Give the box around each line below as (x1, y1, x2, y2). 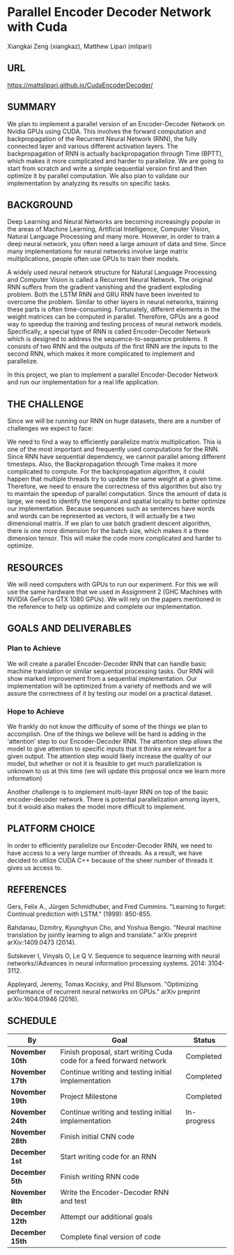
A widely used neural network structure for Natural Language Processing (7, 268, 217, 276)
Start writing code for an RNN (60, 1152, 157, 1162)
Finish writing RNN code (60, 1172, 139, 1182)
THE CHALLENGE (7, 398, 84, 410)
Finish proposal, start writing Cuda (60, 1047, 173, 1057)
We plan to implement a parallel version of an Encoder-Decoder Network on (7, 119, 225, 128)
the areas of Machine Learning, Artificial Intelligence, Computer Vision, (7, 225, 210, 234)
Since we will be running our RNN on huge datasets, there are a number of (7, 416, 221, 426)
